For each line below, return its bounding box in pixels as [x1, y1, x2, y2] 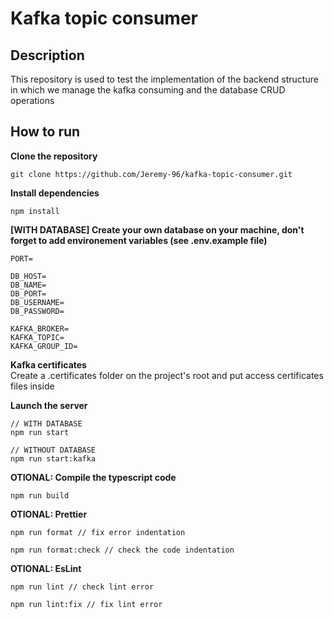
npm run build [10, 490, 70, 501]
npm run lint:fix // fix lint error [10, 599, 163, 609]
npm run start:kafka [10, 453, 97, 464]
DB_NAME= [10, 280, 47, 290]
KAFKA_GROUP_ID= [10, 341, 78, 351]
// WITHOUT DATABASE [10, 445, 97, 455]
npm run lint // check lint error [10, 582, 155, 592]
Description [10, 47, 85, 64]
